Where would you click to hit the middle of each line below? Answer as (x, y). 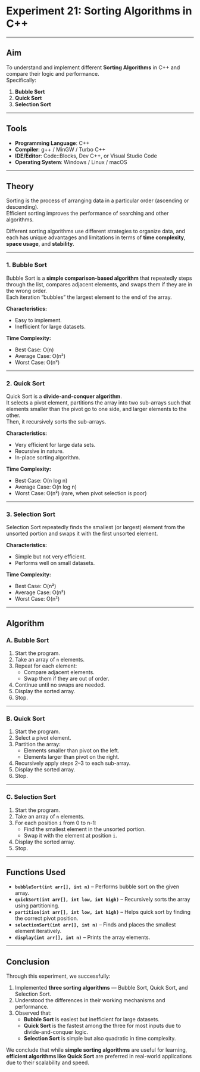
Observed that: (33, 1013)
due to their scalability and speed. (48, 1062)
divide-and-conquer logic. (56, 1032)
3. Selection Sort (31, 514)
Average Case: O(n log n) (46, 487)
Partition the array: (37, 744)
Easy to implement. (38, 320)
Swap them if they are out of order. (66, 678)
